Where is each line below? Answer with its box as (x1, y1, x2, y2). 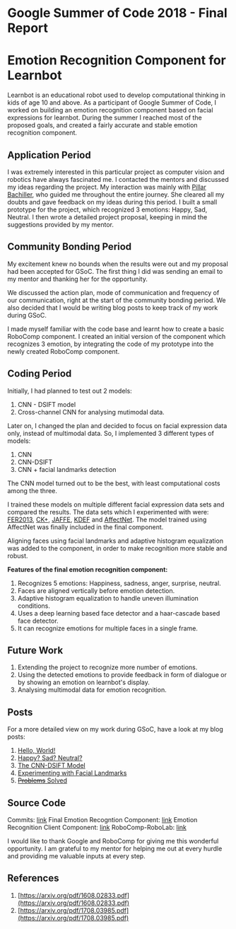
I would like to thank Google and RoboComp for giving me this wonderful (7, 837, 219, 845)
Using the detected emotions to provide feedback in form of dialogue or (17, 671, 228, 679)
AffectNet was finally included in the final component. (7, 522, 164, 531)
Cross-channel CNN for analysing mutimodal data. (17, 408, 165, 416)
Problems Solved (17, 776, 68, 785)
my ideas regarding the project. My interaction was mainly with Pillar (7, 183, 206, 191)
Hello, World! (17, 746, 56, 755)
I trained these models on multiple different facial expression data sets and (7, 500, 225, 509)
